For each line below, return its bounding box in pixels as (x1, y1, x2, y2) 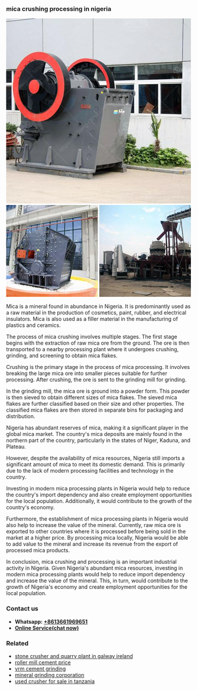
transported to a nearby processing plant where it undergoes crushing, (6, 346, 179, 353)
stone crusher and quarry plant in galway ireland (14, 652, 133, 659)
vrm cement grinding (14, 665, 66, 672)
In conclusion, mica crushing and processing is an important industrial (6, 559, 177, 566)
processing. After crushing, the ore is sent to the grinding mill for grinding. (6, 376, 187, 383)
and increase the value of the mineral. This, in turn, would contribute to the (6, 577, 188, 585)
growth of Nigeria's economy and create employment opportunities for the (6, 583, 188, 590)
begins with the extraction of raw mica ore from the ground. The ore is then (6, 339, 190, 346)
